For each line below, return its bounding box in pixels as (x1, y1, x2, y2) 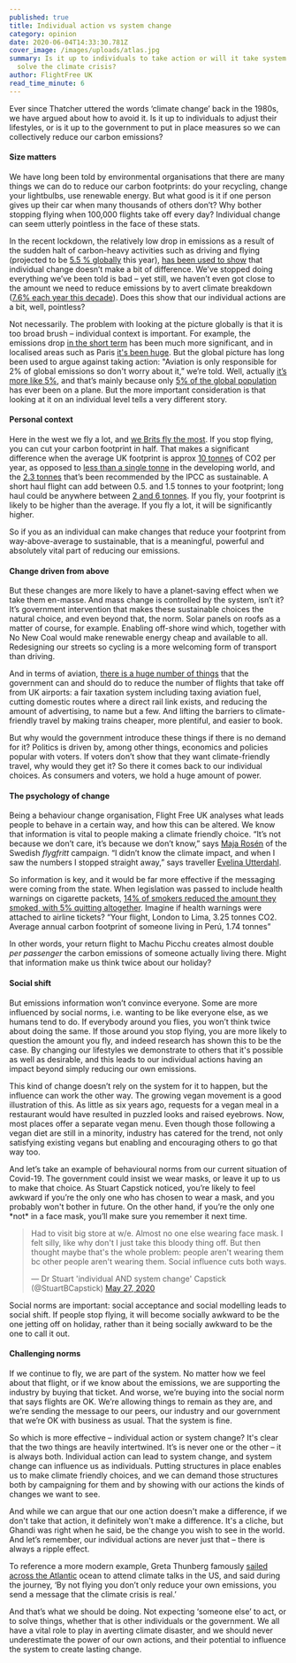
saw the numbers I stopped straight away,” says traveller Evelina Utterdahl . (9, 857, 282, 868)
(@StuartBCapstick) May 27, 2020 (30, 1282, 156, 1294)
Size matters (9, 152, 57, 162)
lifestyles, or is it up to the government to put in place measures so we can (9, 121, 281, 133)
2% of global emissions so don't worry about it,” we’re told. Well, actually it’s (9, 365, 287, 377)
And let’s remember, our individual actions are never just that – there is (9, 1534, 265, 1544)
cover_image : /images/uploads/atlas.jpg (9, 46, 161, 55)
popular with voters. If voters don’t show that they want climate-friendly (9, 751, 270, 762)
